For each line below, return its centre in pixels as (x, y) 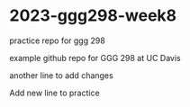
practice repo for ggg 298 (57, 40)
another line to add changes (62, 75)
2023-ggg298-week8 (93, 16)
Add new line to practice (55, 93)
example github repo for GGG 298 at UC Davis (95, 58)
